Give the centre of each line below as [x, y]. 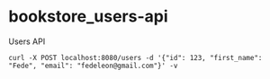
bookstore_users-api [88, 17]
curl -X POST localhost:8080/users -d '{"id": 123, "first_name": [135, 57]
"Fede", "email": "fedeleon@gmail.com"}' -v [93, 66]
